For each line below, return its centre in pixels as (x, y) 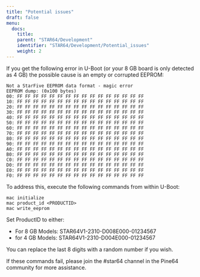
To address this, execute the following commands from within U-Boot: (93, 186)
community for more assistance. (46, 267)
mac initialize (25, 198)
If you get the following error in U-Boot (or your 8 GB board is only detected (100, 68)
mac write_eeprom (28, 208)
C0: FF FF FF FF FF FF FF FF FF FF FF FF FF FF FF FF (75, 160)
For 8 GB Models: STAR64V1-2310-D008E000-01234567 (86, 231)
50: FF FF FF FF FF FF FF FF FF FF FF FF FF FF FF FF (75, 123)
